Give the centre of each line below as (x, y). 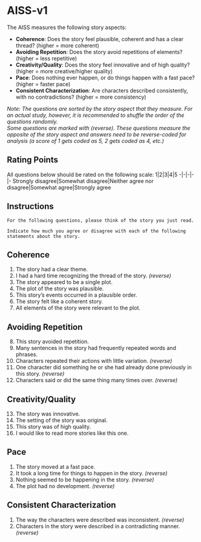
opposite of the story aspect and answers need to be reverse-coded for (97, 134)
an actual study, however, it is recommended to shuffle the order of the (96, 115)
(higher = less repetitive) (46, 58)
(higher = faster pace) (43, 84)
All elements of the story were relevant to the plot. (78, 308)
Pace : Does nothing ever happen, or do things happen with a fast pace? (105, 78)
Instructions (30, 207)
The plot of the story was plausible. (60, 289)
